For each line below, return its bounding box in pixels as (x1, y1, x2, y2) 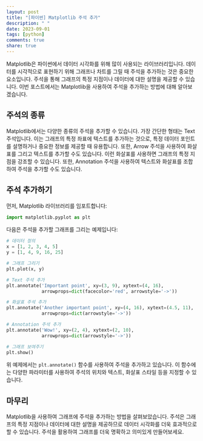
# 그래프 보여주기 (6, 344, 44, 350)
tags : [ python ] (6, 32, 45, 38)
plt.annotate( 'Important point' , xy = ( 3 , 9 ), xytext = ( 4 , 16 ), (6, 282, 164, 289)
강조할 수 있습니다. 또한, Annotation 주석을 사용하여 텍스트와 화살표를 (17, 157, 182, 165)
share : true (6, 43, 36, 49)
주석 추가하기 (6, 185, 53, 195)
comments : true (6, 37, 45, 43)
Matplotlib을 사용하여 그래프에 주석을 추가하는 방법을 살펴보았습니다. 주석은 (6, 413, 185, 420)
